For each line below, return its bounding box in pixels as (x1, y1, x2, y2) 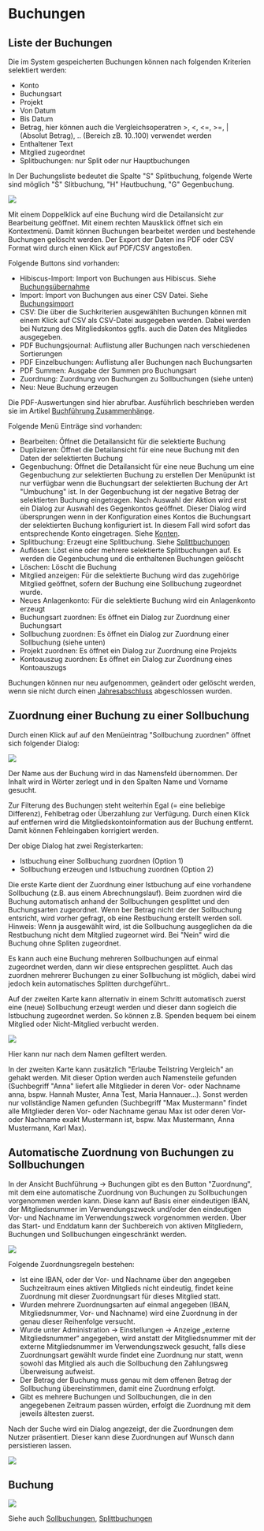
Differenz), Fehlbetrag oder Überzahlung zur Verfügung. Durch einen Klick (8, 808, 250, 818)
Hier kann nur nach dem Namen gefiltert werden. (8, 1049, 168, 1058)
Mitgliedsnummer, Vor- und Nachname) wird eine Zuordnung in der (19, 1308, 238, 1317)
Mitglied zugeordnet (19, 147, 86, 157)
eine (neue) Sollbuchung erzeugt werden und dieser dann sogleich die (8, 1002, 237, 1012)
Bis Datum (19, 114, 54, 123)
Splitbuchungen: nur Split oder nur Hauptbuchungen (19, 156, 191, 165)
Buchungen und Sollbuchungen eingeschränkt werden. (8, 1229, 188, 1239)
